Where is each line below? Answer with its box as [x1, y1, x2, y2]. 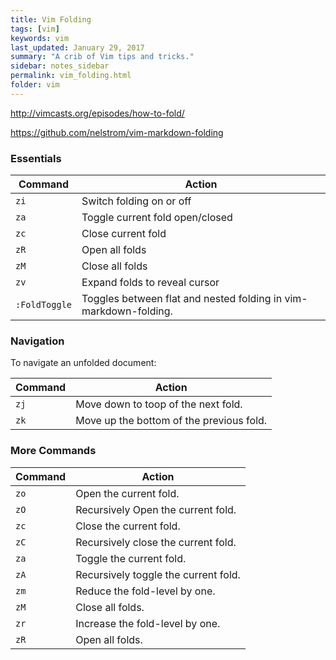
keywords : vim [10, 33, 70, 43]
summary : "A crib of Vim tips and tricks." [10, 52, 195, 62]
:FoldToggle [15, 299, 73, 311]
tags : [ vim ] [10, 24, 60, 34]
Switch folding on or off [81, 194, 192, 208]
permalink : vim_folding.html [10, 71, 132, 81]
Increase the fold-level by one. [75, 616, 221, 630]
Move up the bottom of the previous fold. [75, 414, 268, 428]
